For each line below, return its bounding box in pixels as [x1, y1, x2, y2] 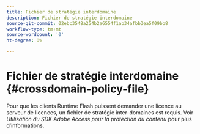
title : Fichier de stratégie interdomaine [6, 9, 116, 15]
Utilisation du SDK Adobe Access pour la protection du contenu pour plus [6, 115, 192, 122]
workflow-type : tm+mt [6, 26, 62, 32]
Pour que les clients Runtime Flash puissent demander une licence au [6, 102, 182, 110]
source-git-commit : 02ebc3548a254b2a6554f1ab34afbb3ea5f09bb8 [6, 20, 168, 26]
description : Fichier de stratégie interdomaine [6, 15, 133, 21]
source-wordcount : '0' [6, 32, 64, 38]
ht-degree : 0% [6, 37, 43, 43]
